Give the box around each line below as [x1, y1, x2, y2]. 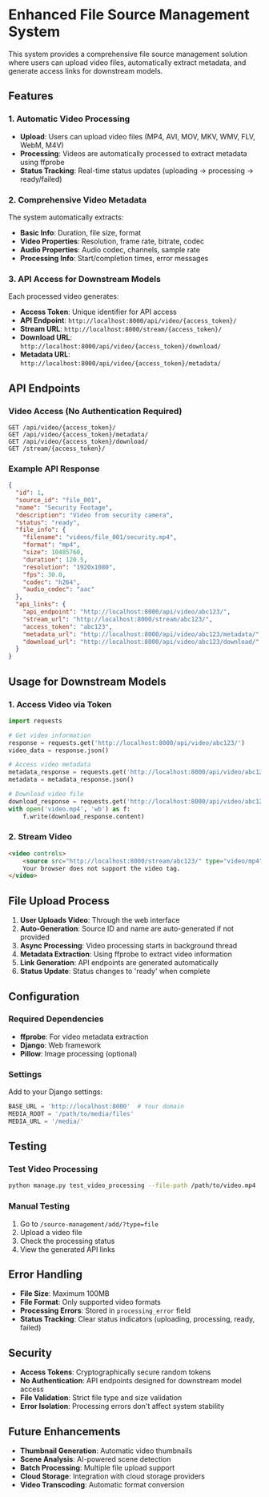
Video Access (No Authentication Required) [8, 405, 183, 417]
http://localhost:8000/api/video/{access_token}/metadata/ [19, 360, 222, 368]
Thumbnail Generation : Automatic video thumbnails [19, 1446, 193, 1455]
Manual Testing [8, 1201, 70, 1212]
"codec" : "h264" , [22, 578, 81, 586]
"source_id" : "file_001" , [15, 496, 102, 504]
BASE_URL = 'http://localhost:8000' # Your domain [8, 1103, 184, 1111]
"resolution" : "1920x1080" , [22, 563, 116, 571]
